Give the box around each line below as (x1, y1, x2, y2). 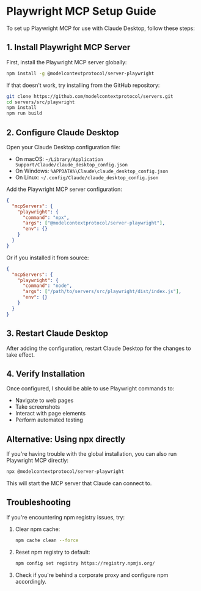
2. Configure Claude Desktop (6, 127, 119, 138)
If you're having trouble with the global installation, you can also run (6, 450, 177, 458)
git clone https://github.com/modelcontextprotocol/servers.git (6, 93, 174, 99)
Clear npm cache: (15, 525, 60, 533)
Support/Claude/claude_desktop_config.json (15, 162, 128, 168)
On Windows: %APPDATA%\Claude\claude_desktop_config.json (15, 167, 169, 174)
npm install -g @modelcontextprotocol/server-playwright (6, 70, 155, 76)
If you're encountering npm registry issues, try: (6, 513, 125, 521)
